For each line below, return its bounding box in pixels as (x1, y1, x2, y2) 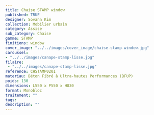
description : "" (5, 102, 40, 107)
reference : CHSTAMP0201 (5, 69, 56, 74)
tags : (5, 97, 17, 102)
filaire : (5, 60, 24, 65)
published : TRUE (5, 12, 40, 17)
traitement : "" (5, 93, 38, 98)
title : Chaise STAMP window (5, 7, 65, 13)
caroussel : (5, 50, 29, 55)
